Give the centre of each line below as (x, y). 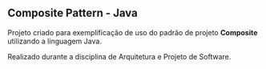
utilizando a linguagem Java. (54, 41)
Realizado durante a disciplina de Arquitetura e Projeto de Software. (119, 56)
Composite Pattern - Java (73, 13)
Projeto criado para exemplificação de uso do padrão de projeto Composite (133, 32)
